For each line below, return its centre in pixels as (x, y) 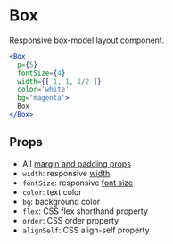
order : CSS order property (70, 220)
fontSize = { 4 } (41, 73)
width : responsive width (66, 173)
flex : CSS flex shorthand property (85, 211)
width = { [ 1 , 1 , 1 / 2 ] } (59, 81)
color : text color (52, 191)
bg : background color (61, 201)
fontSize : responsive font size (78, 183)
